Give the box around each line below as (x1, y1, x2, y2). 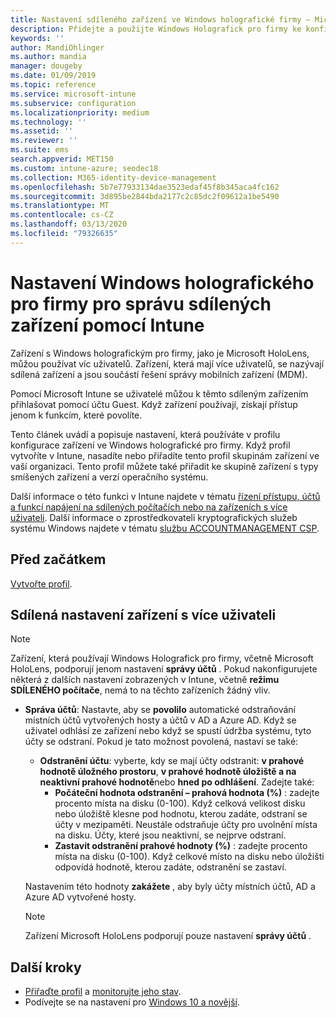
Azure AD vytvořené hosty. (24, 891, 137, 903)
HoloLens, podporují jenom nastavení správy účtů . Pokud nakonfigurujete (10, 663, 318, 675)
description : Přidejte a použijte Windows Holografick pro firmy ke (10, 24, 302, 34)
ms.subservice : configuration (10, 98, 137, 108)
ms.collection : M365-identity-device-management (10, 172, 217, 183)
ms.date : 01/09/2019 (10, 71, 97, 81)
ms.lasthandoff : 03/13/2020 (10, 219, 128, 230)
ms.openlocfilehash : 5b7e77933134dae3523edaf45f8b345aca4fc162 (10, 182, 280, 192)
